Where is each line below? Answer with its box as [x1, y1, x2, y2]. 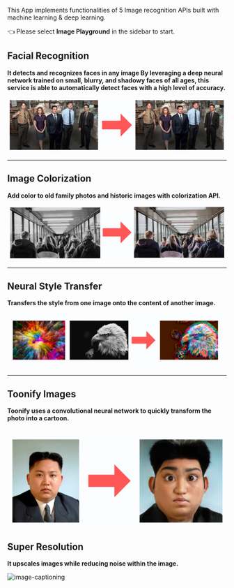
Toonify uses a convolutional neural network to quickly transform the [7, 406, 212, 415]
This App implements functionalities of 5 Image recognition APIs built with [7, 6, 219, 14]
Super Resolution [7, 541, 84, 553]
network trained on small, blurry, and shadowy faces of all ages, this [7, 76, 210, 84]
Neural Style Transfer [7, 281, 102, 293]
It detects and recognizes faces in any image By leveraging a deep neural [7, 68, 223, 77]
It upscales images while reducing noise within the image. [7, 559, 179, 568]
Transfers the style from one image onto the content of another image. [7, 299, 216, 307]
